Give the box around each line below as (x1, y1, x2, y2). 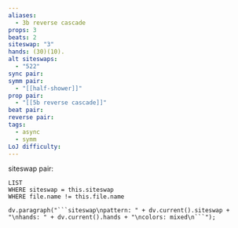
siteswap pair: (8, 164, 53, 173)
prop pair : (8, 92, 44, 100)
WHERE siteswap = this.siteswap (8, 186, 114, 194)
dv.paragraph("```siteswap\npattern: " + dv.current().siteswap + (8, 207, 230, 215)
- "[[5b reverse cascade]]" (15, 99, 108, 107)
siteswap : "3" (8, 41, 55, 49)
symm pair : (8, 77, 44, 85)
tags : (8, 121, 26, 128)
